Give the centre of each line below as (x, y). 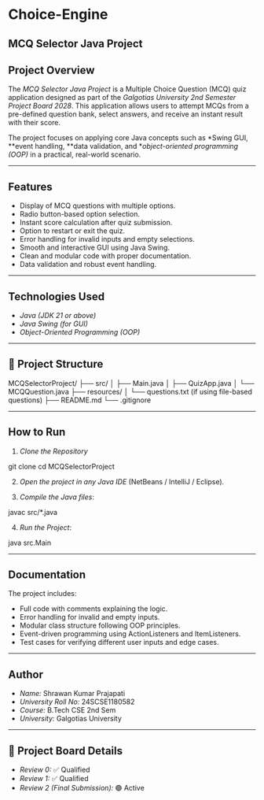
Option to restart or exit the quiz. (72, 231)
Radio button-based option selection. (79, 214)
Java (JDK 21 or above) (58, 316)
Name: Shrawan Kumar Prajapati (72, 694)
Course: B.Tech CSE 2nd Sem (68, 710)
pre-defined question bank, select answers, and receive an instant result (126, 114)
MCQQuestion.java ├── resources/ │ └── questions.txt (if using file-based (130, 391)
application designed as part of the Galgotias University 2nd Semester (122, 98)
